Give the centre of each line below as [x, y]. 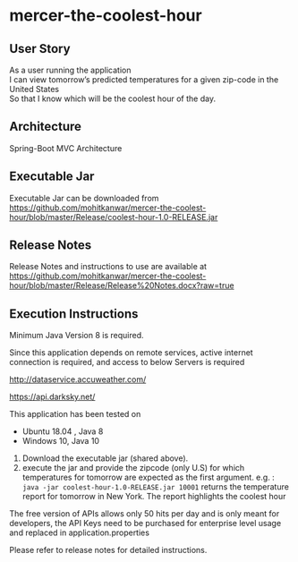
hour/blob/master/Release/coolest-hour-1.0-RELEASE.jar [114, 217]
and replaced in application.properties [80, 532]
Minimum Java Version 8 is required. [77, 336]
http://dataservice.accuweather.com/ [78, 379]
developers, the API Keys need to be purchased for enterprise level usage [145, 524]
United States [34, 89]
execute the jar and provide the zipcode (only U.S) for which [133, 468]
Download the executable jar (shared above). [105, 458]
